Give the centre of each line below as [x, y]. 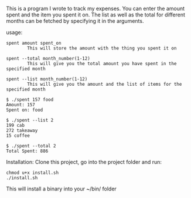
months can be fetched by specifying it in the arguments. [75, 21]
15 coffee [18, 136]
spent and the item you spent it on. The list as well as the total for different [96, 15]
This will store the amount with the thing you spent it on [102, 48]
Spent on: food [25, 110]
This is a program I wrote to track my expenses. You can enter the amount [95, 9]
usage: [14, 32]
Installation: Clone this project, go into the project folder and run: [84, 162]
